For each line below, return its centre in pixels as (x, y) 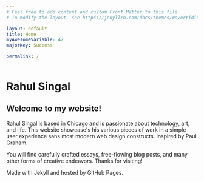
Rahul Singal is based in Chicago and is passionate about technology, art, (98, 123)
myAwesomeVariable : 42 (35, 40)
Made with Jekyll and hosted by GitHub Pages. (65, 172)
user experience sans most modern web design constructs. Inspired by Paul (101, 136)
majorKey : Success (29, 45)
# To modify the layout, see (43, 18)
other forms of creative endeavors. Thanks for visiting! (74, 161)
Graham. (17, 143)
